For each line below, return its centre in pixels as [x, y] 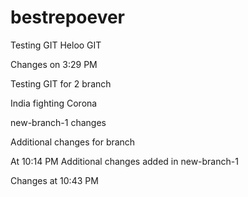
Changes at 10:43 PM [54, 180]
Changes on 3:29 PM [54, 64]
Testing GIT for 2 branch [61, 83]
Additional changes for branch [73, 142]
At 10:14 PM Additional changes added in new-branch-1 [124, 161]
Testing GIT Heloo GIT [56, 45]
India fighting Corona [54, 103]
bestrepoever [68, 17]
